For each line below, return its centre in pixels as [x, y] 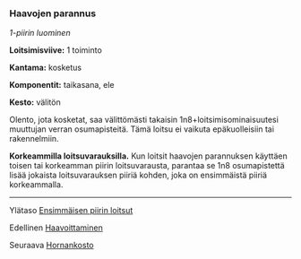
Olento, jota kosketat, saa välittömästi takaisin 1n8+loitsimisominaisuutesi [144, 120]
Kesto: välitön [35, 102]
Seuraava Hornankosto [52, 246]
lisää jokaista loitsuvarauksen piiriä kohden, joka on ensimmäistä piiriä [138, 175]
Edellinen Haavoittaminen [56, 228]
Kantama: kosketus [46, 68]
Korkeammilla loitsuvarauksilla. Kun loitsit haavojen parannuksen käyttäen [149, 156]
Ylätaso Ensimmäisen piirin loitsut [71, 211]
